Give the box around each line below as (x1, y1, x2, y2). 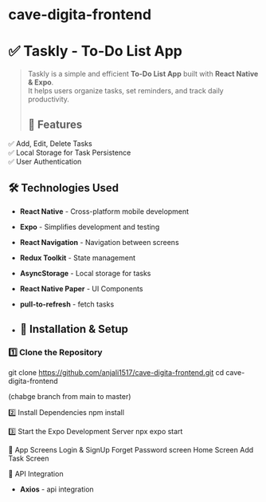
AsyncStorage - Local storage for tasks (19, 268, 151, 278)
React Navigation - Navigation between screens (19, 237, 179, 247)
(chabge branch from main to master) (8, 392, 131, 401)
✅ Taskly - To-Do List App (8, 42, 183, 61)
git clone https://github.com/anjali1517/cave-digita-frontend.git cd (8, 368, 225, 377)
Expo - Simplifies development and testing (19, 222, 160, 231)
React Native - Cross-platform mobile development (19, 206, 190, 216)
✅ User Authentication (8, 156, 82, 166)
